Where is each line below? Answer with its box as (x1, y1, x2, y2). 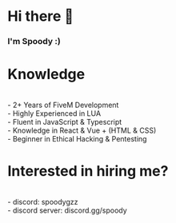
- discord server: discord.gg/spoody (7, 205, 127, 215)
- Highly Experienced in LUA (7, 109, 102, 118)
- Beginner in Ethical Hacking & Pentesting (7, 134, 147, 144)
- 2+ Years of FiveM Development (7, 100, 119, 110)
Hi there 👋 (7, 7, 74, 26)
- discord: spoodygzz (7, 197, 78, 206)
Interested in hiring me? (7, 162, 169, 181)
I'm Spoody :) (7, 36, 61, 47)
